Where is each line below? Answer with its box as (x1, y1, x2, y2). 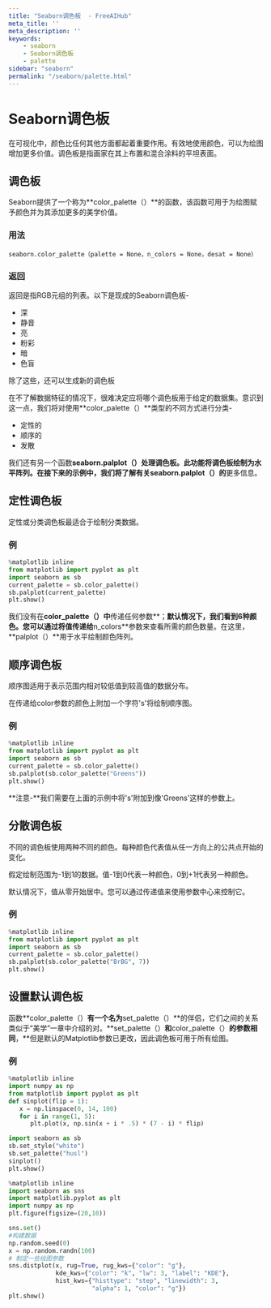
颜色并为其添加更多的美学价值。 (15, 208, 122, 217)
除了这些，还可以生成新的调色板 (8, 375, 115, 385)
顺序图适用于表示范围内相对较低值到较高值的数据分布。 (8, 681, 193, 691)
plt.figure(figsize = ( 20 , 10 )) (8, 1210, 107, 1218)
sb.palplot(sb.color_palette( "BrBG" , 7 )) (8, 958, 150, 966)
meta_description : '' (8, 27, 82, 35)
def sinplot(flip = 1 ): (8, 1097, 89, 1105)
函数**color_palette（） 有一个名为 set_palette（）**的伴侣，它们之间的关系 (8, 1013, 259, 1022)
